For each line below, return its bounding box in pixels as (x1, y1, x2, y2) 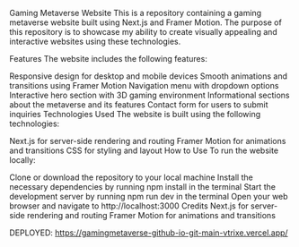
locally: (9, 155, 36, 165)
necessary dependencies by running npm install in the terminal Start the (9, 182, 277, 192)
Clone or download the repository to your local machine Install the (9, 172, 253, 183)
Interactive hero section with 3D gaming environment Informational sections (9, 89, 290, 100)
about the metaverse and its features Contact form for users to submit (9, 99, 268, 110)
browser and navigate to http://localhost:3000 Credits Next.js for (9, 200, 249, 211)
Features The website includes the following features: (9, 54, 208, 64)
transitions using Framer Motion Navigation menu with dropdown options (9, 81, 279, 90)
